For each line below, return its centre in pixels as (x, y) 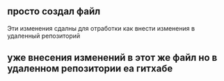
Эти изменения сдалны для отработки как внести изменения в (101, 28)
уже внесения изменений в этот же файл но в (112, 58)
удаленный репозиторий (44, 36)
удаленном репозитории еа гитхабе (90, 69)
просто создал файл (54, 12)
